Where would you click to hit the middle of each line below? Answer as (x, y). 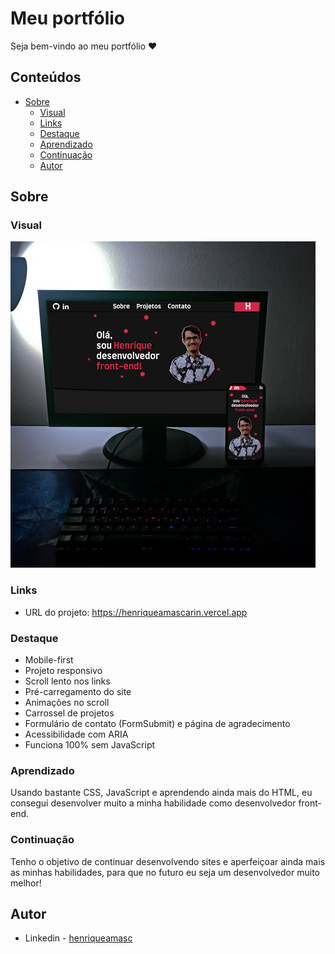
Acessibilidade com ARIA (76, 734)
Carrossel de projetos (69, 713)
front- (310, 803)
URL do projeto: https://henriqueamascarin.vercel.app (136, 612)
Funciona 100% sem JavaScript (90, 745)
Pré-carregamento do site (78, 692)
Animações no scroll (67, 703)
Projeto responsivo (63, 671)
